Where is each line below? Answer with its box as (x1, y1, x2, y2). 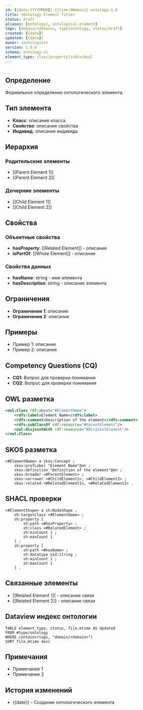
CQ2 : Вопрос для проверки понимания (12, 380, 97, 386)
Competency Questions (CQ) (5, 361, 98, 370)
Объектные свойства (5, 234, 60, 241)
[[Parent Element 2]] (12, 174, 55, 181)
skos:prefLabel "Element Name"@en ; (14, 463, 91, 468)
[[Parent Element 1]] (12, 169, 54, 175)
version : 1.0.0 (5, 45, 37, 50)
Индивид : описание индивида (12, 128, 78, 134)
